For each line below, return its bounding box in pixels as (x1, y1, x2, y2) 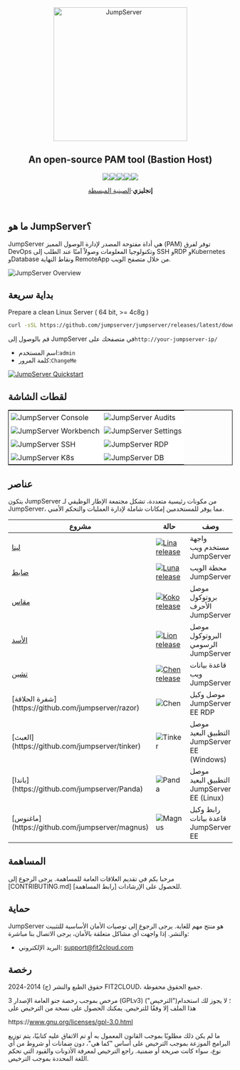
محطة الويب (189, 563, 227, 573)
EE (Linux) (189, 793, 224, 802)
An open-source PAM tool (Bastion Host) (28, 153, 213, 166)
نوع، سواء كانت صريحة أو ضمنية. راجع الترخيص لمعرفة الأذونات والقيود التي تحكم (8, 1046, 221, 1055)
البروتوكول (189, 631, 222, 641)
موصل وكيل (189, 689, 226, 699)
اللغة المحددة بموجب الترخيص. (8, 1054, 89, 1063)
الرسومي (189, 639, 218, 649)
